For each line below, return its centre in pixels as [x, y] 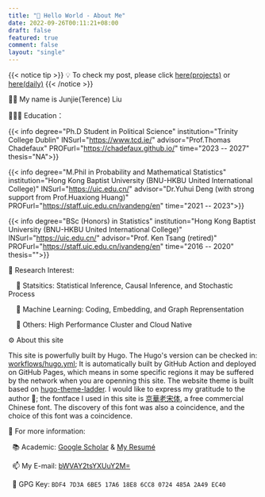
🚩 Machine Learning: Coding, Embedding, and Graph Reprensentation [130, 309]
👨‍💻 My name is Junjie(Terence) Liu [65, 99]
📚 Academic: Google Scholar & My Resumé [84, 447]
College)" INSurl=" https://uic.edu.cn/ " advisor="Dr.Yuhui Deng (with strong [131, 189]
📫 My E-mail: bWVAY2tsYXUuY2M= [71, 466]
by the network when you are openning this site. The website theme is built [131, 380]
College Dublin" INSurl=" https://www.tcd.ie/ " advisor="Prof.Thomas [120, 140]
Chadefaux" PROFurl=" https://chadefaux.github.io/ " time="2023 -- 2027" [129, 148]
